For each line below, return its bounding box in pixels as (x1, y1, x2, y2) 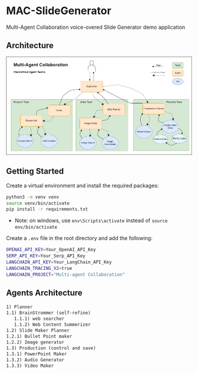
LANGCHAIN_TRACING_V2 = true (6, 265, 72, 271)
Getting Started (6, 166, 64, 176)
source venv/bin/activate (6, 200, 70, 206)
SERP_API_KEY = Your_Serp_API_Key (6, 253, 85, 259)
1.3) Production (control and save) (6, 345, 96, 351)
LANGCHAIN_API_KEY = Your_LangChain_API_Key (6, 259, 112, 265)
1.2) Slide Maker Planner (6, 328, 70, 333)
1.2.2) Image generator (6, 339, 65, 345)
